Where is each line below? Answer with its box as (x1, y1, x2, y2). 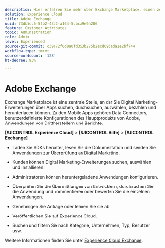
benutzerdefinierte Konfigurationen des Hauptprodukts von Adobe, (5, 115, 141, 121)
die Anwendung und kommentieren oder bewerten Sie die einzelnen (12, 189, 150, 195)
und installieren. (12, 164, 45, 170)
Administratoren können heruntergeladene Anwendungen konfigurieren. (12, 174, 158, 180)
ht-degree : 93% (5, 58, 36, 62)
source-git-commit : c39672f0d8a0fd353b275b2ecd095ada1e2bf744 (5, 44, 135, 49)
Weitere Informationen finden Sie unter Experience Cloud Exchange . (5, 237, 143, 244)
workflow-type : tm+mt (5, 48, 50, 53)
